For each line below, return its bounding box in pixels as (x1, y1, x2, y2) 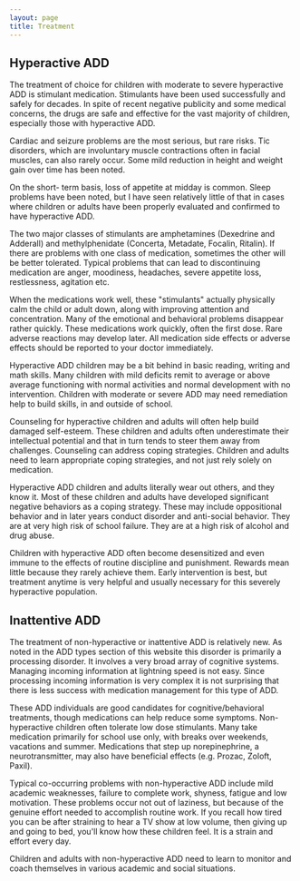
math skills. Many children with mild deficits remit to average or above (9, 369, 270, 381)
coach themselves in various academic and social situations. (9, 863, 236, 874)
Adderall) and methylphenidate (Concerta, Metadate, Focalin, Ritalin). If (9, 238, 276, 250)
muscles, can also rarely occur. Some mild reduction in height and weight (9, 155, 284, 166)
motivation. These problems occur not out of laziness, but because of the (9, 798, 284, 808)
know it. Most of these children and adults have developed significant (9, 492, 269, 503)
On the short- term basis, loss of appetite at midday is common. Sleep (9, 182, 271, 193)
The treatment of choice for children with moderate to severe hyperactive (9, 79, 284, 91)
